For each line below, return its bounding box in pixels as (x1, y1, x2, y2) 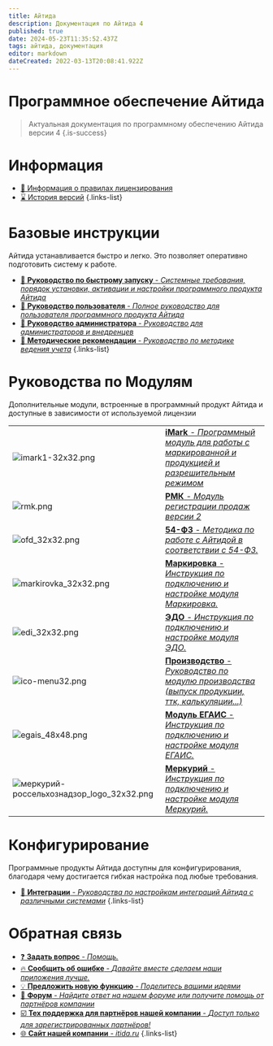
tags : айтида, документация (8, 42, 104, 50)
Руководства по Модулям (8, 372, 193, 391)
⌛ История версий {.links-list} (19, 192, 123, 202)
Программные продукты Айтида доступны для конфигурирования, (8, 862, 242, 872)
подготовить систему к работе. (8, 259, 118, 269)
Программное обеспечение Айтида (8, 93, 265, 111)
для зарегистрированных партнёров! (19, 1019, 151, 1029)
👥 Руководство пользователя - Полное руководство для (19, 301, 220, 310)
